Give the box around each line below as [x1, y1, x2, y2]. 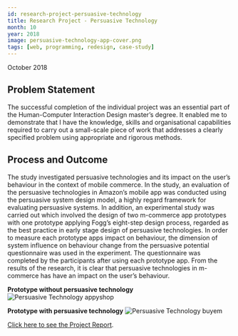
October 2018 [7, 63, 48, 71]
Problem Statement [7, 83, 95, 96]
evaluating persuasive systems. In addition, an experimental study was [7, 203, 215, 211]
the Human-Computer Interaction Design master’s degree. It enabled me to [7, 110, 227, 118]
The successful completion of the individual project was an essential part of [7, 103, 230, 111]
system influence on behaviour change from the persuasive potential [7, 240, 209, 250]
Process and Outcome [7, 154, 108, 166]
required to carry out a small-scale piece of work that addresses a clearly [7, 126, 223, 134]
